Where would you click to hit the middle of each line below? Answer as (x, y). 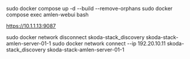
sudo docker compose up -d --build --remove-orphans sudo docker (89, 8)
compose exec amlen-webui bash (47, 15)
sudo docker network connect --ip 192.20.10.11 (109, 44)
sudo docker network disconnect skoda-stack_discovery (75, 37)
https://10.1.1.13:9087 (31, 26)
